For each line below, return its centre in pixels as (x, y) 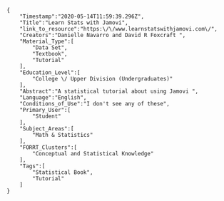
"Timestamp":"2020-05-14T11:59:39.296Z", (82, 16)
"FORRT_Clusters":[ (49, 148)
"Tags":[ (32, 166)
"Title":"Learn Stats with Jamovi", (74, 23)
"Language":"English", (53, 98)
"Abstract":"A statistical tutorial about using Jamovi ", (109, 91)
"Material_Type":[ (47, 41)
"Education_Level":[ (50, 73)
